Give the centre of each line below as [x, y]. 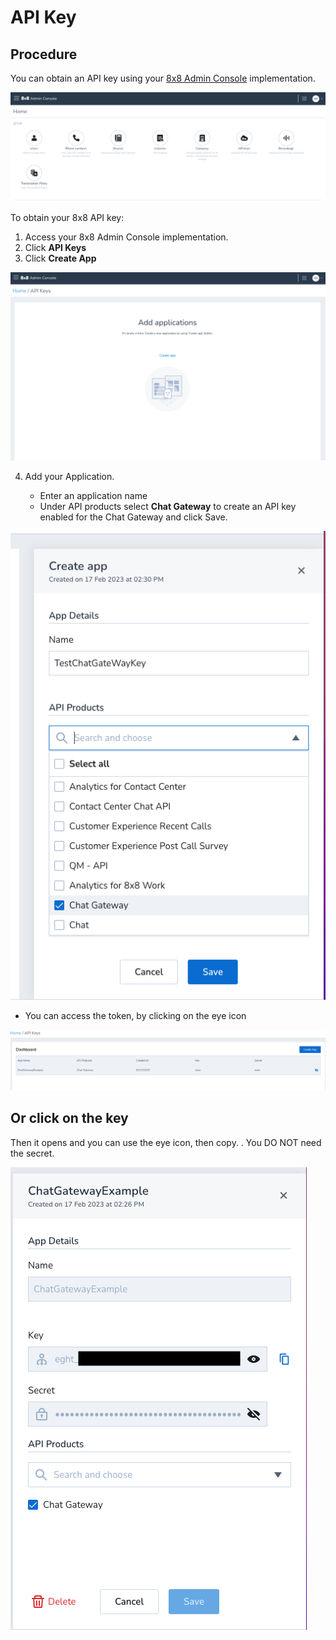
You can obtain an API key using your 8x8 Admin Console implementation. [163, 78]
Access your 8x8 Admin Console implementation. [126, 237]
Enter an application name [93, 495]
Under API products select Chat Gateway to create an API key [168, 506]
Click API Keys [55, 247]
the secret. [32, 1153]
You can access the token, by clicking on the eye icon [135, 1015]
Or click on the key [69, 1118]
